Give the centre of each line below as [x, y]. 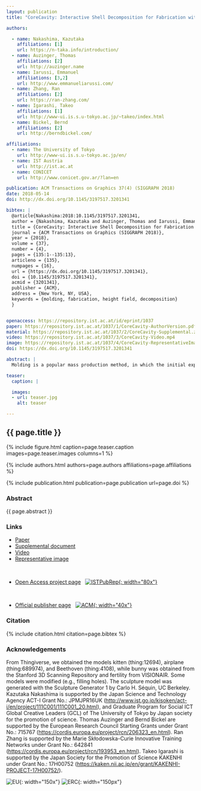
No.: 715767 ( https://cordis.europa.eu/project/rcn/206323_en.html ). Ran [95, 732]
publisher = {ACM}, [36, 288]
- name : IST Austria [37, 161]
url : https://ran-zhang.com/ [53, 100]
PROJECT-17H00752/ [33, 770]
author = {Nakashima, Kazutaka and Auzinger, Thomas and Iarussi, [96, 221]
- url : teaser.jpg [35, 398]
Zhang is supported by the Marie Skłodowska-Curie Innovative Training [94, 738]
